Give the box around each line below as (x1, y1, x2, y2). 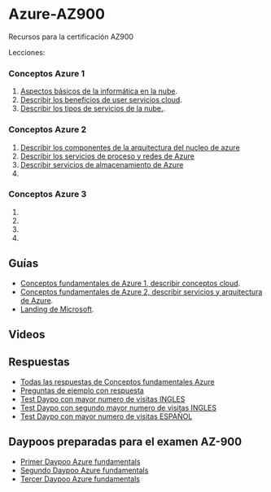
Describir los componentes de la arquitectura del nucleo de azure (20, 142, 240, 152)
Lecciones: (8, 47, 46, 57)
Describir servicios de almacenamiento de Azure (20, 159, 184, 169)
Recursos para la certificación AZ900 (8, 32, 134, 41)
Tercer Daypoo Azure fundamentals (20, 473, 141, 484)
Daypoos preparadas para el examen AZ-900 (8, 435, 243, 449)
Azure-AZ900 (8, 5, 106, 24)
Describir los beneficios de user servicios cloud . (20, 95, 183, 105)
